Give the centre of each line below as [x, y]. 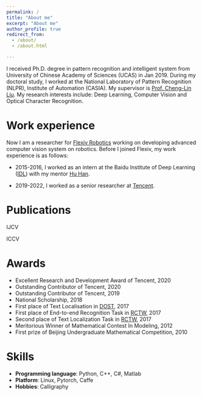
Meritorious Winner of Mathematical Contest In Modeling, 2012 [94, 325]
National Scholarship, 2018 [49, 300]
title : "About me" [30, 18]
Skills [20, 356]
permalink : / [23, 12]
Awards [26, 263]
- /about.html [30, 46]
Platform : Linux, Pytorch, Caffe [54, 380]
